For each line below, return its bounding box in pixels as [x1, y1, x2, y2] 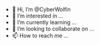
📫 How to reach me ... [12, 32, 68, 39]
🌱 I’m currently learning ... [12, 19, 77, 26]
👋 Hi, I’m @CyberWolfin [12, 6, 71, 13]
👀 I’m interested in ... [12, 12, 64, 19]
